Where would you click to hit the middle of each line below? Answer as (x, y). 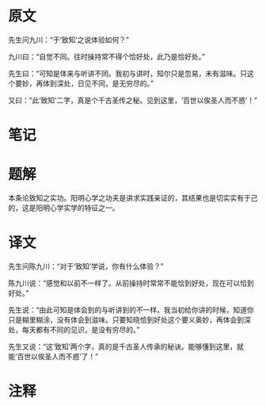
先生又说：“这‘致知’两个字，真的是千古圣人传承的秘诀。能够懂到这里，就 (126, 347)
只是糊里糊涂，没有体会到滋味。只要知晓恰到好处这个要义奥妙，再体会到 (126, 320)
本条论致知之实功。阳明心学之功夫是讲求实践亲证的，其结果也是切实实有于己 (133, 198)
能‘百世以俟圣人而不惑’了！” (53, 356)
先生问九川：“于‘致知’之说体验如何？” (68, 40)
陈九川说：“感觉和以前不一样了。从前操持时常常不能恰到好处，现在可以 (124, 283)
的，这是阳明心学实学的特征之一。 (64, 208)
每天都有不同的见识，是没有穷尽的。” (81, 329)
